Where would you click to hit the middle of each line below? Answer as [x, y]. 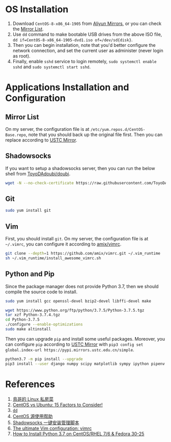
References [30, 384]
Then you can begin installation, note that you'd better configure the [84, 45]
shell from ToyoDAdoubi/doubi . [38, 174]
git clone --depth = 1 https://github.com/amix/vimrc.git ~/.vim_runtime [83, 254]
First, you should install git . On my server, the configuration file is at [77, 239]
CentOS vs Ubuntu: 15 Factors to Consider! [58, 405]
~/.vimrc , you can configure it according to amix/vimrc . [63, 244]
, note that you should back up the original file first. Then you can [94, 134]
